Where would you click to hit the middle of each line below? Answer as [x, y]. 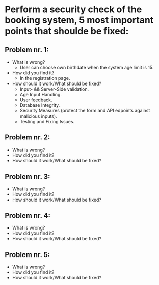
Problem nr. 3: [28, 177]
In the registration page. [45, 78]
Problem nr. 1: [27, 50]
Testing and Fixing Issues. [47, 121]
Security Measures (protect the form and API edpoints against [85, 111]
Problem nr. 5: [28, 255]
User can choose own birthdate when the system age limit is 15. [87, 67]
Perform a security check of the [73, 9]
